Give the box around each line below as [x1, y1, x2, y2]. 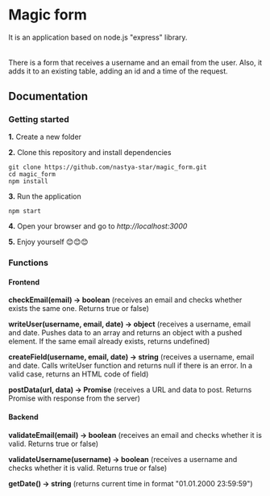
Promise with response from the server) [8, 393, 141, 403]
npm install [8, 178, 48, 186]
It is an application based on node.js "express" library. [8, 32, 188, 42]
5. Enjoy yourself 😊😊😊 [8, 237, 89, 247]
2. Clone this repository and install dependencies [8, 148, 172, 158]
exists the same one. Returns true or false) [8, 304, 149, 313]
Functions [8, 257, 48, 268]
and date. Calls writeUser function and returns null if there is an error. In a [8, 361, 252, 371]
